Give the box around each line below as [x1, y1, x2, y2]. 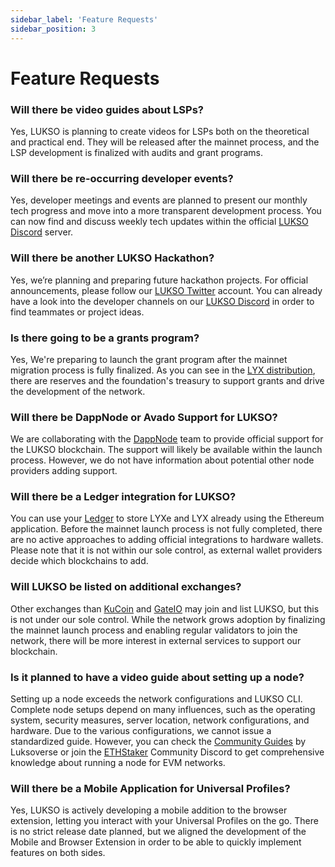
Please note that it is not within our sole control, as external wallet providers [10, 544, 323, 556]
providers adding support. [10, 465, 118, 477]
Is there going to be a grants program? [10, 331, 200, 345]
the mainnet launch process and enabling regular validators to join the [10, 624, 298, 636]
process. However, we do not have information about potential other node [10, 454, 315, 466]
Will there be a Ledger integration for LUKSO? [10, 490, 237, 504]
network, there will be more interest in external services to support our [10, 634, 302, 646]
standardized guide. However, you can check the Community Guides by [10, 736, 307, 748]
